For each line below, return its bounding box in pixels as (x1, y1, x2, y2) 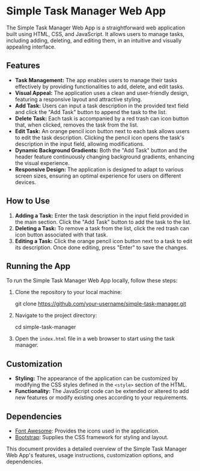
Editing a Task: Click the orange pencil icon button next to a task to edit (14, 237, 193, 244)
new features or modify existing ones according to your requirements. (14, 394, 188, 401)
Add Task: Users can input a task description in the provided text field (14, 102, 189, 109)
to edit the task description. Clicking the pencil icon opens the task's (14, 134, 185, 141)
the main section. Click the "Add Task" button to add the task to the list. (14, 218, 192, 226)
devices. (14, 178, 37, 185)
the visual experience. (14, 159, 70, 166)
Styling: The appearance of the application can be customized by (14, 375, 178, 382)
